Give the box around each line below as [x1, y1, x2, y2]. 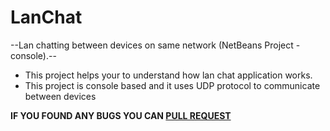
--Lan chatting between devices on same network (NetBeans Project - [10, 39, 301, 51]
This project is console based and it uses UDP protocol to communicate [24, 79, 321, 91]
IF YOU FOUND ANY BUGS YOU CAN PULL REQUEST [10, 109, 232, 121]
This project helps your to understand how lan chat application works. [24, 69, 313, 81]
